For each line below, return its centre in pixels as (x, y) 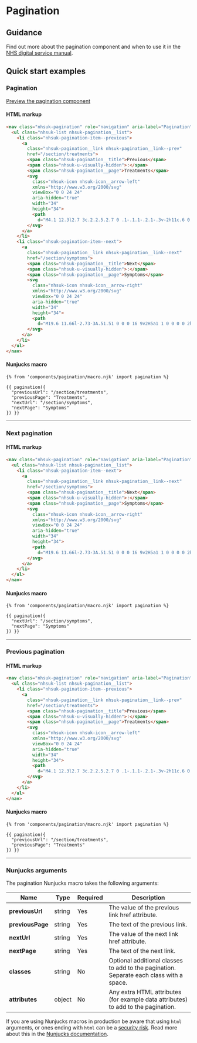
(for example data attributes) (148, 999)
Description (148, 898)
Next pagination (29, 433)
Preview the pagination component (48, 101)
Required (90, 898)
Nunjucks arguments (37, 870)
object (63, 999)
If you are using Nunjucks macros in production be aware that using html (94, 1021)
